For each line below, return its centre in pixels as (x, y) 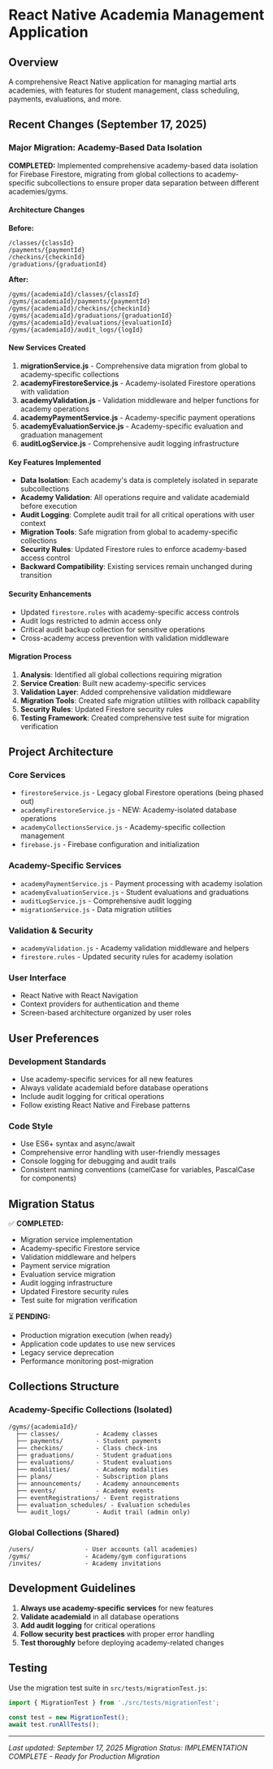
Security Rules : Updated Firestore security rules (102, 709)
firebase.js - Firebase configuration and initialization (110, 845)
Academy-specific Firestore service (80, 1249)
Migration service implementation (76, 1240)
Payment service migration (65, 1266)
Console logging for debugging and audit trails (98, 1161)
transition (36, 576)
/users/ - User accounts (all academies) (103, 1550)
